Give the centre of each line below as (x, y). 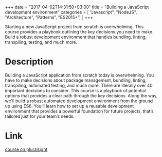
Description (29, 62)
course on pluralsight (26, 149)
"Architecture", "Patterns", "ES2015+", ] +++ (49, 17)
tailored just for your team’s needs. (40, 116)
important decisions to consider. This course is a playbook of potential (75, 90)
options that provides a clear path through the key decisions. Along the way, (81, 95)
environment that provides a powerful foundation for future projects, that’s (80, 111)
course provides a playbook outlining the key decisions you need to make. (80, 32)
